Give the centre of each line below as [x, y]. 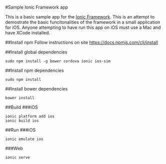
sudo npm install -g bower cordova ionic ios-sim [58, 61]
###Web [14, 148]
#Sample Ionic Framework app [37, 7]
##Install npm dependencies [34, 70]
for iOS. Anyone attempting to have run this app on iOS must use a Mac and [83, 27]
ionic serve [17, 158]
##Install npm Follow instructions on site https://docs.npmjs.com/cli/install [82, 42]
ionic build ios [22, 121]
